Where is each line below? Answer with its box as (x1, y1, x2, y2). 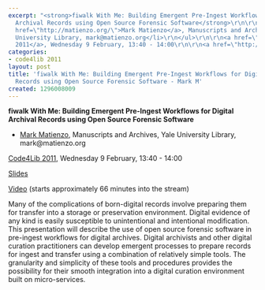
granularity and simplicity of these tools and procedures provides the (8, 258, 233, 268)
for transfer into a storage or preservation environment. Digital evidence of (8, 208, 251, 217)
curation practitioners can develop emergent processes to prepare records (8, 241, 252, 251)
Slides (8, 169, 28, 178)
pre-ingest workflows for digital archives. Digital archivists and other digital (8, 233, 252, 243)
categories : (8, 48, 47, 56)
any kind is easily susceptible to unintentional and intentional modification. (8, 216, 250, 225)
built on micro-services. (8, 275, 86, 284)
